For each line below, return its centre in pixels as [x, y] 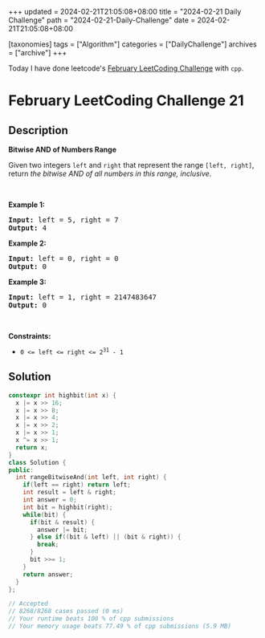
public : [21, 470]
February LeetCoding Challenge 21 [126, 101]
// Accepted [28, 604]
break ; [48, 545]
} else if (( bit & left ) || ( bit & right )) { [105, 537]
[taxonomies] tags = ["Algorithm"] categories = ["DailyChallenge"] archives [132, 44]
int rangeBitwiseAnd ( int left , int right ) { [91, 477]
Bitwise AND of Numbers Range [63, 149]
